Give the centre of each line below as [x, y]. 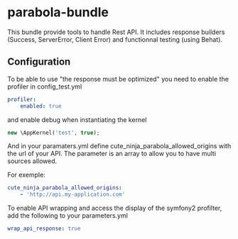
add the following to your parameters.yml [67, 216]
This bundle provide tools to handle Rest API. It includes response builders [116, 32]
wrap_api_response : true [44, 229]
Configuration [39, 62]
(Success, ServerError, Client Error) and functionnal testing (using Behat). [115, 39]
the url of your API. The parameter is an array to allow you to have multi [112, 154]
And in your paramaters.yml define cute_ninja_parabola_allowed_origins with [119, 146]
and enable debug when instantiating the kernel [77, 119]
